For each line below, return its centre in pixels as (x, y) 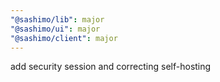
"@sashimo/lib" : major (57, 19)
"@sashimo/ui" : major (55, 29)
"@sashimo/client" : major (64, 38)
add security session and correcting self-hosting (111, 67)
